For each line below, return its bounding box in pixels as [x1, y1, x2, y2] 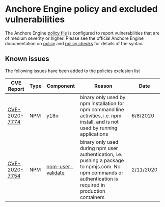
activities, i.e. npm [80, 112, 122, 119]
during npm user [80, 145, 118, 152]
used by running [80, 124, 118, 131]
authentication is [80, 175, 118, 182]
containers [80, 194, 105, 201]
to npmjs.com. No [80, 163, 121, 170]
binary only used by [80, 94, 126, 101]
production [80, 187, 106, 194]
